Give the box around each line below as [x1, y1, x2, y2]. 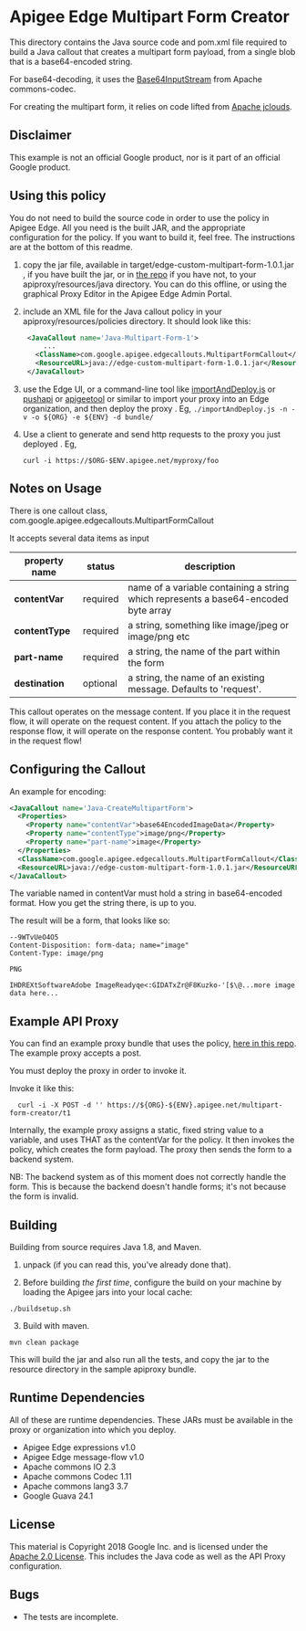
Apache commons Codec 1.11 [22, 1470, 132, 1481]
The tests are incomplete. [22, 1611, 119, 1622]
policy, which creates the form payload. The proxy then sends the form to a [9, 1144, 292, 1155]
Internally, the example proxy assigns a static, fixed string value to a [9, 1125, 264, 1136]
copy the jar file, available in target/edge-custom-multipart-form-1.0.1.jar [22, 258, 294, 270]
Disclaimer [9, 128, 72, 143]
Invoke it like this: [9, 1083, 75, 1094]
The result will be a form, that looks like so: [9, 915, 170, 926]
